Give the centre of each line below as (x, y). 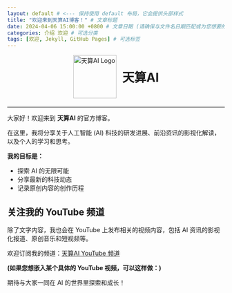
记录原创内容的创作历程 (50, 188)
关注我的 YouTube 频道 (56, 212)
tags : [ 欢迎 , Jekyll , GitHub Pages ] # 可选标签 (74, 39)
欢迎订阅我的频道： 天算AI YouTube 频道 (64, 253)
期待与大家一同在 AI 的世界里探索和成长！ (66, 282)
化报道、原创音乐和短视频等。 (49, 238)
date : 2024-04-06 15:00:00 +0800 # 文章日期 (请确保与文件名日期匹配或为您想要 (114, 26)
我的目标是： (25, 156)
